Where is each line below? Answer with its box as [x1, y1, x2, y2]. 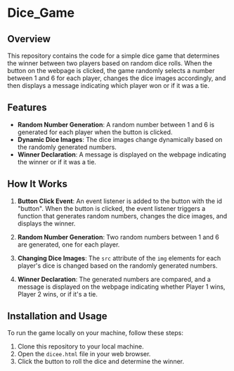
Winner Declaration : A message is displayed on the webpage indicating [17, 150, 226, 159]
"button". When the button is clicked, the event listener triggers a [17, 204, 206, 212]
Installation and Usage [7, 311, 108, 323]
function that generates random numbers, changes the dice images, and [17, 211, 228, 220]
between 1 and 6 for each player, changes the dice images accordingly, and [7, 74, 226, 82]
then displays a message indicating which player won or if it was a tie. [7, 82, 209, 89]
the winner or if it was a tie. [17, 157, 97, 166]
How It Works [7, 178, 68, 190]
